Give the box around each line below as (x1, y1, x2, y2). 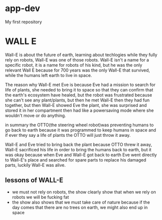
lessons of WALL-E (5, 176, 64, 184)
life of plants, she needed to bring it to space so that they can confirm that (5, 87, 154, 92)
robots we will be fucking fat (12, 194, 69, 200)
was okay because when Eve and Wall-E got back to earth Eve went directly (5, 152, 157, 158)
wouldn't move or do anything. (5, 112, 66, 118)
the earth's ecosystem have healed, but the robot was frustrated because (5, 92, 152, 98)
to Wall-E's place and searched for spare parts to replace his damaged (5, 157, 146, 162)
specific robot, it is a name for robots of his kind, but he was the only (5, 62, 143, 68)
